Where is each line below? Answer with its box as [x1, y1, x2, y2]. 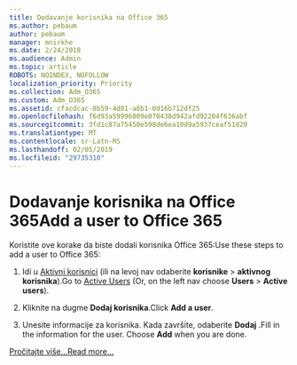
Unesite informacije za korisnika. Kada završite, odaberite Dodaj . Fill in [21, 320, 280, 330]
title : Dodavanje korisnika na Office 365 [9, 12, 168, 22]
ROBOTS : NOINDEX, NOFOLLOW [9, 71, 109, 80]
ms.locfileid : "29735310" [9, 153, 105, 163]
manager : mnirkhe [9, 37, 74, 47]
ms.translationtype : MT [9, 129, 98, 138]
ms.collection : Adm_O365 [9, 87, 101, 96]
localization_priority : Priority [9, 79, 133, 88]
